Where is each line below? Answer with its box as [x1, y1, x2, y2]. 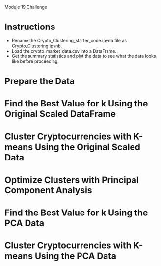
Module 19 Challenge [4, 4, 48, 10]
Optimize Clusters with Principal [4, 174, 139, 186]
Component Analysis [4, 185, 92, 196]
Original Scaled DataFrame [4, 108, 116, 120]
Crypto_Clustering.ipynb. [11, 43, 62, 49]
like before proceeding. [11, 58, 59, 64]
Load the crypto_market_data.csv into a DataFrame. [11, 48, 116, 53]
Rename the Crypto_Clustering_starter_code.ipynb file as [11, 37, 127, 43]
